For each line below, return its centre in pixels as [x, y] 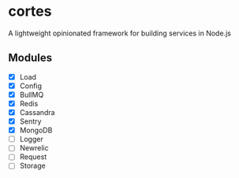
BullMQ [32, 95]
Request [33, 157]
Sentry [30, 121]
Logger [31, 139]
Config [30, 86]
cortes [30, 11]
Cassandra [37, 112]
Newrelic [34, 148]
